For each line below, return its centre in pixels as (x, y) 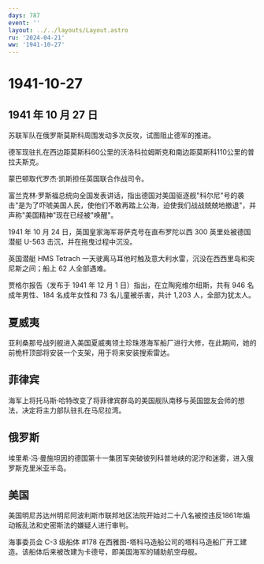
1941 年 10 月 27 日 (53, 115)
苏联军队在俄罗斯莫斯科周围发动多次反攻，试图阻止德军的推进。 (112, 136)
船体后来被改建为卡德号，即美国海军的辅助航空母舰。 (115, 552)
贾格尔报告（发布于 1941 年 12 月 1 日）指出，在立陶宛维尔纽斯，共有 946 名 (131, 286)
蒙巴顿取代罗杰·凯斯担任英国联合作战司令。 (78, 179)
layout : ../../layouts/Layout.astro (68, 30)
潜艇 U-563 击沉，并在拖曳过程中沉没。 (73, 242)
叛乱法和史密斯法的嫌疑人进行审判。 (73, 525)
